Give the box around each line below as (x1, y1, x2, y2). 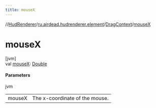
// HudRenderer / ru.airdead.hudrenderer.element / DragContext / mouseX (5, 21, 151, 27)
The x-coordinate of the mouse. (32, 94, 109, 101)
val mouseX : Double (5, 61, 47, 67)
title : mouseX (5, 7, 35, 13)
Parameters (5, 72, 30, 78)
